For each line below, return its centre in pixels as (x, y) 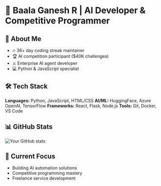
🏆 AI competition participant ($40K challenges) (60, 56)
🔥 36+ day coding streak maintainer (48, 50)
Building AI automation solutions (44, 168)
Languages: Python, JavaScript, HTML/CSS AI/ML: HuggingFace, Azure (78, 100)
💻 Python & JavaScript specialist (45, 69)
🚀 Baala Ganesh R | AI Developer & (75, 10)
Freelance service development (44, 178)
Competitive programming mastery (47, 173)
